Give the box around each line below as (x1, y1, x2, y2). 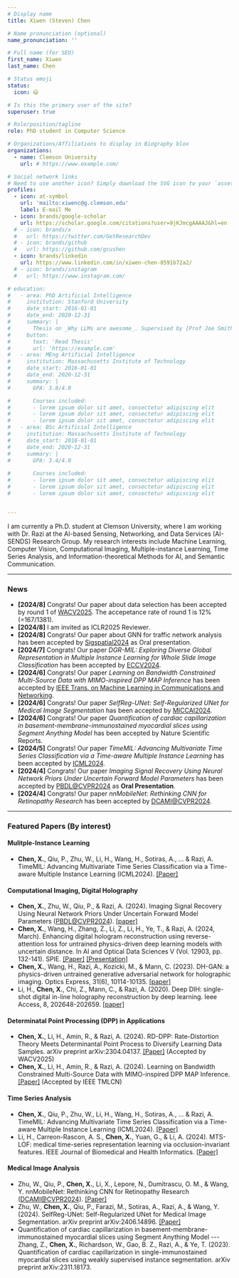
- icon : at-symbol (14, 193, 69, 200)
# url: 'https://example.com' (7, 344, 116, 352)
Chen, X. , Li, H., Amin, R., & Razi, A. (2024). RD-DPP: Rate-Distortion (17, 1033, 219, 1041)
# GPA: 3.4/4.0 (7, 457, 72, 464)
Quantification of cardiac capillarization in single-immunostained (17, 1247, 208, 1256)
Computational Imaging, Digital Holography (7, 886, 139, 894)
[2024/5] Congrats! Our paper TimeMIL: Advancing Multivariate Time (17, 744, 223, 752)
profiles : (7, 186, 37, 194)
